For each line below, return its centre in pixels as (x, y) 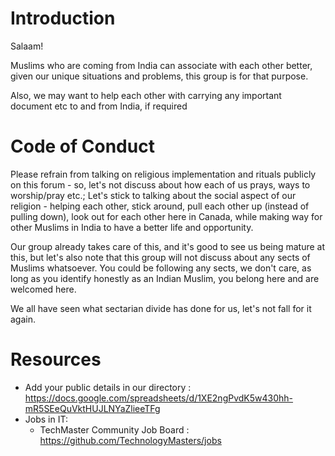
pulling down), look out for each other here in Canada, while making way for (166, 216)
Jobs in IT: (46, 419)
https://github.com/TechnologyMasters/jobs (130, 440)
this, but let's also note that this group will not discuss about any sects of (160, 257)
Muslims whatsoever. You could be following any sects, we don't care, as (161, 268)
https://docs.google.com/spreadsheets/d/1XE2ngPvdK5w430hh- (159, 398)
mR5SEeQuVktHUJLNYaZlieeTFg (92, 408)
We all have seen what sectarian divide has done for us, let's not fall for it (161, 308)
